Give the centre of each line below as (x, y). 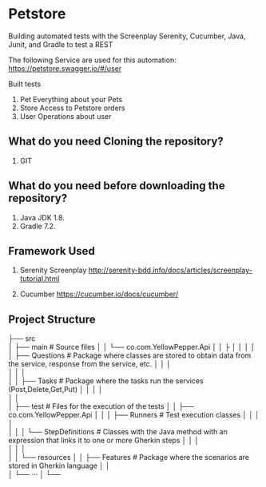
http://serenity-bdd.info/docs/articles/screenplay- (171, 270)
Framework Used (52, 251)
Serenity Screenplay (53, 270)
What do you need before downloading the (117, 186)
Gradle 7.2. (38, 226)
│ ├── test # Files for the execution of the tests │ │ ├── (101, 406)
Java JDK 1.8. (42, 217)
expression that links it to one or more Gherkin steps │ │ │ (104, 441)
